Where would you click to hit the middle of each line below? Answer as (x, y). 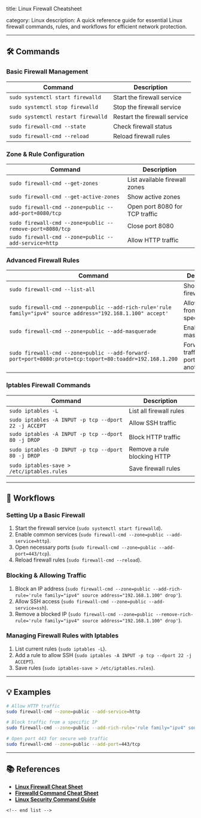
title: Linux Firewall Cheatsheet (44, 9)
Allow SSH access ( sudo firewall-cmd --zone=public (80, 601)
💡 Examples (29, 692)
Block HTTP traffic (155, 437)
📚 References (33, 769)
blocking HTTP (150, 456)
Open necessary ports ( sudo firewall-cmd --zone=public (86, 547)
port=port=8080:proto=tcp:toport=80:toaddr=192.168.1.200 (94, 359)
